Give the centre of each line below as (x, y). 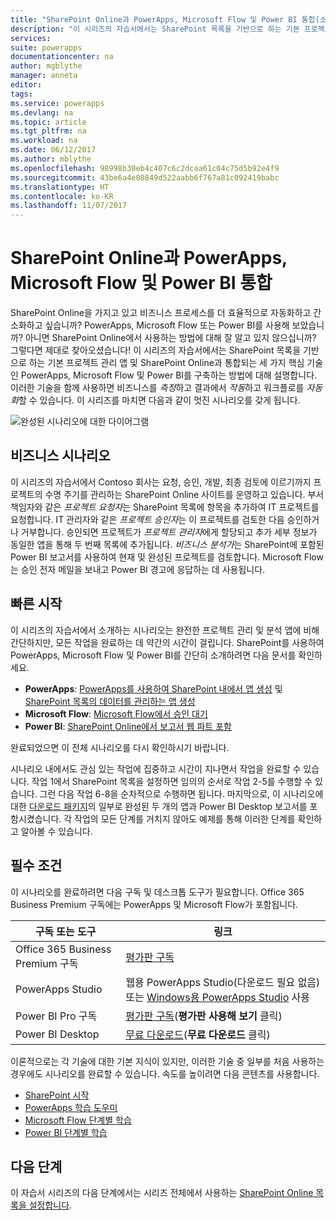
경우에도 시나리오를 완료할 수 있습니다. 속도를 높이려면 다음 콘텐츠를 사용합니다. (165, 1073)
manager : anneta (44, 76)
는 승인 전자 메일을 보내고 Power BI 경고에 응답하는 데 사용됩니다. (138, 569)
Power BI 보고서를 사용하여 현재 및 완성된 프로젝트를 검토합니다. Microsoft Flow (167, 557)
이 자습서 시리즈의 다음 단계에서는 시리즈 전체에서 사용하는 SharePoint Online (162, 1193)
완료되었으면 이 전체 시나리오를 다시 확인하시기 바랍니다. (120, 747)
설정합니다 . (50, 1205)
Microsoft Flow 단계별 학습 (78, 1120)
